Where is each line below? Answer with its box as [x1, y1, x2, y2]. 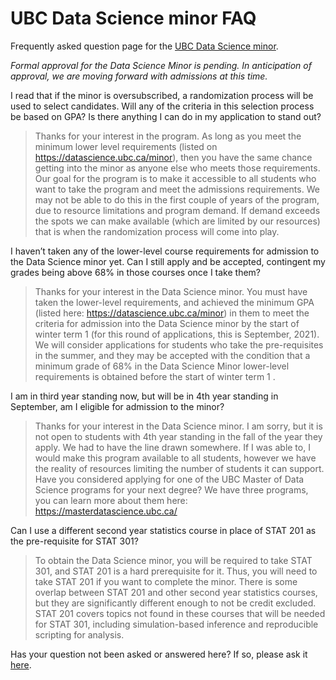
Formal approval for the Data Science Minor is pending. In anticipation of [10, 59, 312, 71]
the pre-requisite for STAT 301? [10, 535, 139, 547]
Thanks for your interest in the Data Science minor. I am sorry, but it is [34, 420, 323, 432]
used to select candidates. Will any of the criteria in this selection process [10, 100, 315, 112]
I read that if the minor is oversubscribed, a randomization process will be [10, 89, 314, 101]
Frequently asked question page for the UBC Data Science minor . [10, 40, 279, 52]
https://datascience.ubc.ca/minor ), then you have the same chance [34, 151, 313, 163]
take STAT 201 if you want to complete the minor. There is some [34, 575, 298, 587]
